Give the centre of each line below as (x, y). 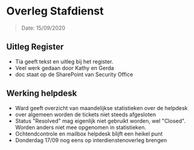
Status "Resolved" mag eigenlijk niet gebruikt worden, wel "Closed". (100, 121)
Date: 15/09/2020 (43, 28)
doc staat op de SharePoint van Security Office (74, 74)
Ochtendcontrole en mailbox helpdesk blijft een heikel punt (89, 134)
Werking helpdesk (42, 93)
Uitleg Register (35, 47)
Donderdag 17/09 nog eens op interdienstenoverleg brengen (91, 140)
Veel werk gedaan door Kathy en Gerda (64, 68)
